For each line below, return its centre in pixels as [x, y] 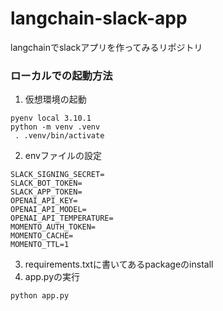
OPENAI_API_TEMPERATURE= [62, 218]
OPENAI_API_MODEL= [48, 210]
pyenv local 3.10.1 [51, 118]
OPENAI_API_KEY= [44, 201]
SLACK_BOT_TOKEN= [46, 183]
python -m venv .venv [55, 127]
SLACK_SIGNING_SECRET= [57, 175]
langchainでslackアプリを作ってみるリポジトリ [106, 47]
